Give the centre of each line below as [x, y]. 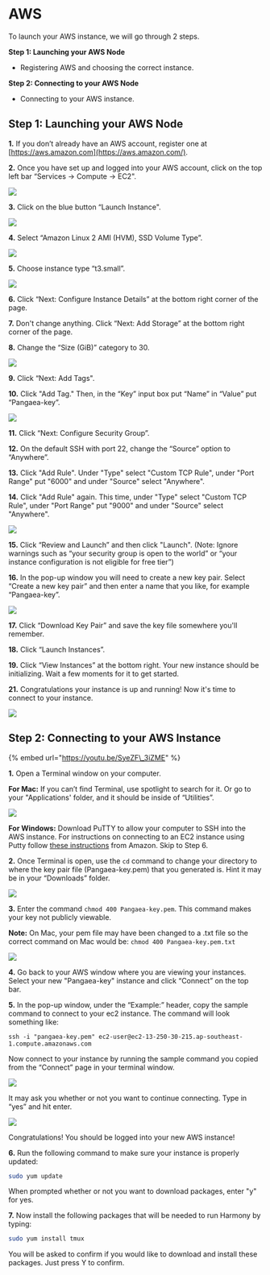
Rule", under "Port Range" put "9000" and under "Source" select [116, 505]
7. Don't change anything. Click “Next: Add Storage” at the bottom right [127, 323]
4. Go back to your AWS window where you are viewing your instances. [127, 972]
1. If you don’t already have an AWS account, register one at [108, 143]
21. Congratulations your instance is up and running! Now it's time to [122, 689]
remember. [27, 634]
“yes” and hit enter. [40, 1106]
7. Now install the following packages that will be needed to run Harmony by [135, 1215]
